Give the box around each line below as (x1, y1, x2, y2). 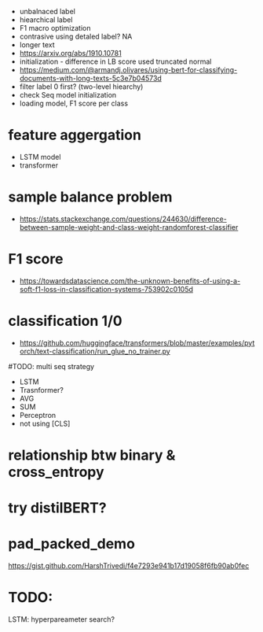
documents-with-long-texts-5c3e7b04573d (19, 74, 163, 83)
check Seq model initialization (19, 91, 117, 99)
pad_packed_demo (8, 535, 136, 553)
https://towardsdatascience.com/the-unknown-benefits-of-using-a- (19, 275, 241, 286)
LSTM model (19, 152, 61, 161)
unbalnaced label (19, 7, 76, 16)
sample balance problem (8, 188, 173, 206)
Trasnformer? (19, 385, 64, 394)
